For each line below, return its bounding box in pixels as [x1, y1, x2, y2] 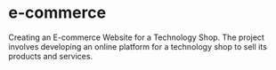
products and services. [8, 51, 93, 61]
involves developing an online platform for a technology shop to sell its [8, 41, 268, 51]
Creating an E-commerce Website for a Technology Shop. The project [8, 32, 264, 43]
